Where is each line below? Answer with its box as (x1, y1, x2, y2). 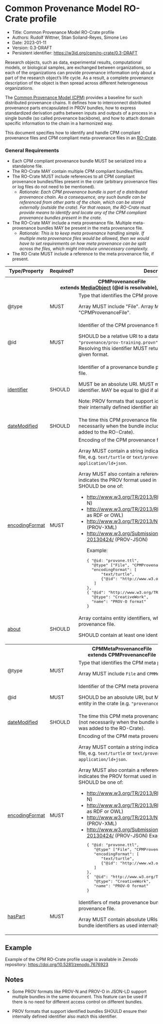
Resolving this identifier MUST (78, 345, 148, 352)
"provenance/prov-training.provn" (78, 340, 159, 345)
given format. (78, 351, 109, 358)
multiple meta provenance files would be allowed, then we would (19, 235, 149, 241)
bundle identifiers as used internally (78, 922, 160, 929)
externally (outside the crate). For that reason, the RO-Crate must (19, 204, 151, 210)
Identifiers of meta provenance (78, 899, 149, 906)
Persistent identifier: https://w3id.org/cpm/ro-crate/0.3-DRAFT (12, 50, 138, 56)
